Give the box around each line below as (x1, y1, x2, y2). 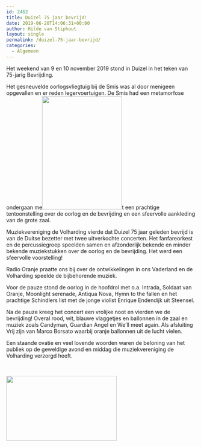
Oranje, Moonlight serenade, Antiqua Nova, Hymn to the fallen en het (6, 290, 178, 297)
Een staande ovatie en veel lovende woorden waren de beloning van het (6, 339, 185, 346)
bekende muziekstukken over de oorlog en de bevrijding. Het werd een (6, 247, 182, 254)
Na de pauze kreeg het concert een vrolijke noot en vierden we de (6, 308, 170, 315)
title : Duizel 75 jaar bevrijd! (6, 14, 87, 21)
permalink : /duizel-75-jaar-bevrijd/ (6, 37, 101, 43)
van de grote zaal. (6, 216, 51, 224)
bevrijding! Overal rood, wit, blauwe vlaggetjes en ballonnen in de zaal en (6, 315, 188, 322)
